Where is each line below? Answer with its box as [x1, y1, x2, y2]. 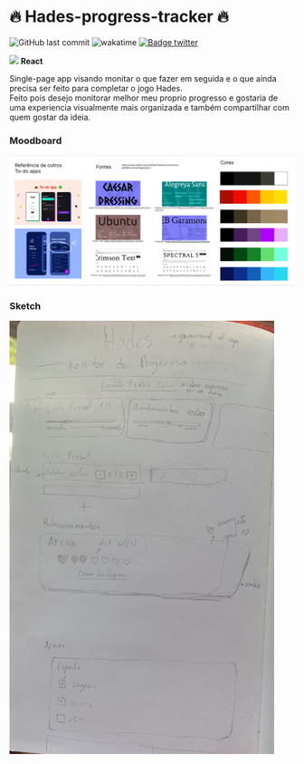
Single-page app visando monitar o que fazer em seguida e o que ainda [9, 73, 278, 83]
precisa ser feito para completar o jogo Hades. [9, 82, 183, 93]
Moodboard [9, 134, 62, 147]
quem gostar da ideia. [9, 111, 91, 122]
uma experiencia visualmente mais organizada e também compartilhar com [9, 102, 290, 112]
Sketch [9, 300, 42, 312]
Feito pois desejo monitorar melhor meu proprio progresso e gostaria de [9, 92, 279, 103]
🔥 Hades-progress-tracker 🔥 [9, 6, 229, 27]
